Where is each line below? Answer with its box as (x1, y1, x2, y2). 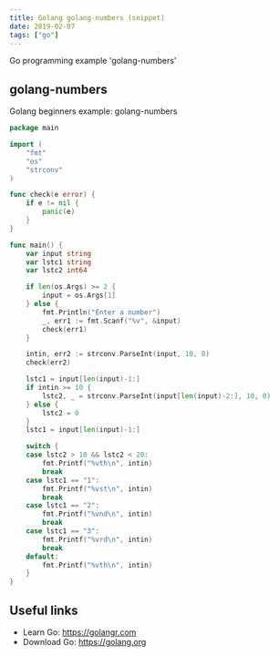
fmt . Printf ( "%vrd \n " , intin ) (42, 535, 153, 544)
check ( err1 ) (42, 324, 88, 333)
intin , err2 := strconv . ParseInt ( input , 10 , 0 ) (26, 350, 210, 359)
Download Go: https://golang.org (22, 637, 147, 647)
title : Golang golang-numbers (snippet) (9, 13, 166, 23)
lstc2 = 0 (42, 408, 79, 417)
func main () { (9, 241, 64, 250)
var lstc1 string (26, 257, 92, 267)
